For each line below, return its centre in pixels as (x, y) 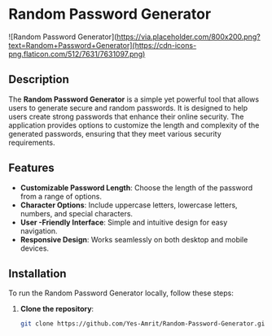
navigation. (39, 231)
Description (39, 79)
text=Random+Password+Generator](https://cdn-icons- (103, 45)
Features (31, 168)
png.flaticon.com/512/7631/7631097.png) (77, 54)
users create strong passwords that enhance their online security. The (126, 116)
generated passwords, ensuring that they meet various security (115, 133)
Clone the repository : (57, 309)
